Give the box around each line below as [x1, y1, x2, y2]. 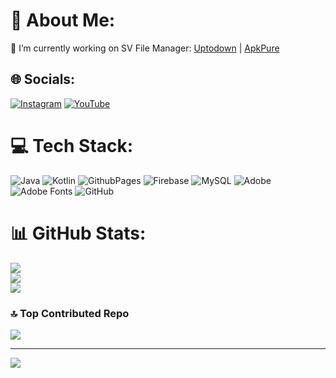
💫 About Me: [10, 9, 116, 32]
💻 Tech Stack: [10, 134, 134, 157]
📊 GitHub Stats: [10, 222, 147, 244]
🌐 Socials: [10, 71, 76, 88]
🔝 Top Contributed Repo [10, 306, 130, 320]
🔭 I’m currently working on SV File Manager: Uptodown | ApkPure [10, 42, 280, 54]
